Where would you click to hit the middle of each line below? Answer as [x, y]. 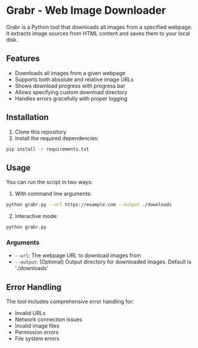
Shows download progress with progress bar [70, 86]
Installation [27, 117]
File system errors [37, 338]
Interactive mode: [36, 216]
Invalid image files [37, 326]
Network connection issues [48, 320]
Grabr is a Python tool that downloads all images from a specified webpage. [99, 27]
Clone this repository [41, 132]
